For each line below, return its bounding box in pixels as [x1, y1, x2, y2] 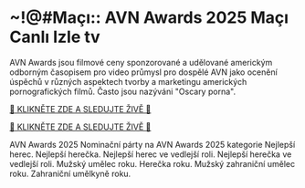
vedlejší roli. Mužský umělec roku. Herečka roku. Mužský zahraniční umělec [9, 158, 295, 169]
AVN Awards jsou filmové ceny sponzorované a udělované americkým [9, 57, 273, 68]
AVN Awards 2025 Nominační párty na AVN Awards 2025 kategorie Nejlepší [9, 139, 296, 150]
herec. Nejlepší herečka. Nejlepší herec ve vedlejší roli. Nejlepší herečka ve [9, 149, 292, 160]
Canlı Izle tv [9, 26, 100, 47]
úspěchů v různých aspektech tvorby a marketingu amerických [9, 76, 247, 87]
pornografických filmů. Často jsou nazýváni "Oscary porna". [9, 86, 236, 97]
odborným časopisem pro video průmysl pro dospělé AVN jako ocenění [9, 67, 279, 78]
